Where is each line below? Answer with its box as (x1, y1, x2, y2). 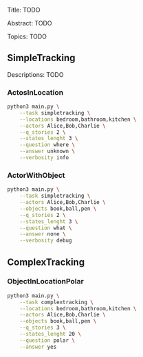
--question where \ (19, 141, 76, 148)
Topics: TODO (7, 32, 47, 41)
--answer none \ (19, 231, 67, 238)
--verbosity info (19, 154, 69, 161)
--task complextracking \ (19, 299, 94, 306)
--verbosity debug (19, 237, 72, 244)
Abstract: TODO (7, 19, 53, 27)
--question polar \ (19, 336, 76, 344)
